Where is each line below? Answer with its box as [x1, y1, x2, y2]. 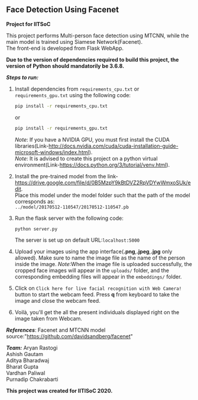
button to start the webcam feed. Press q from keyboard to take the [14, 291, 179, 298]
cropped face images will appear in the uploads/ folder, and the [14, 267, 170, 274]
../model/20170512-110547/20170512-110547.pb [14, 204, 129, 210]
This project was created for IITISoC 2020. [6, 388, 113, 395]
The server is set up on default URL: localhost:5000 [14, 236, 140, 244]
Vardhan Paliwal [6, 370, 46, 377]
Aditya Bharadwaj [6, 357, 49, 364]
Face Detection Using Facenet [6, 5, 119, 15]
